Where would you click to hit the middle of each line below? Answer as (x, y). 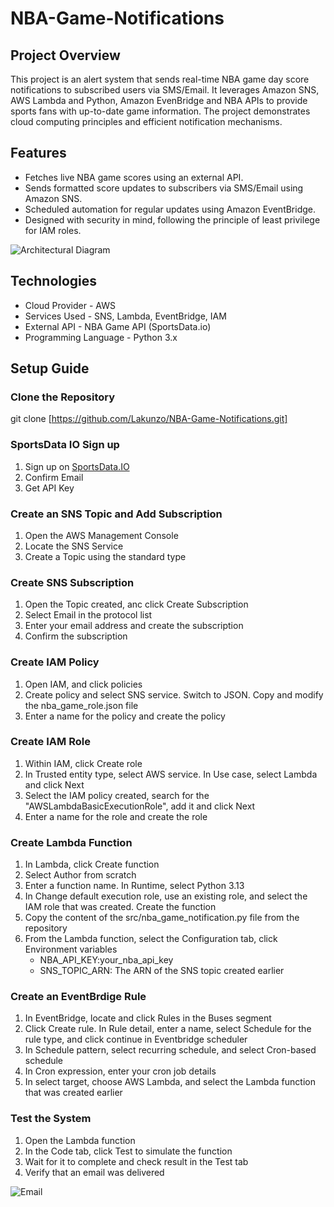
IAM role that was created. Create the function (120, 907)
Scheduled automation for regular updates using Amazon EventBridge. (170, 209)
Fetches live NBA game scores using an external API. (134, 177)
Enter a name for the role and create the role (116, 816)
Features (38, 153)
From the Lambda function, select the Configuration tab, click (151, 939)
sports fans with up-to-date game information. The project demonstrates (160, 111)
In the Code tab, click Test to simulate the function (128, 1151)
